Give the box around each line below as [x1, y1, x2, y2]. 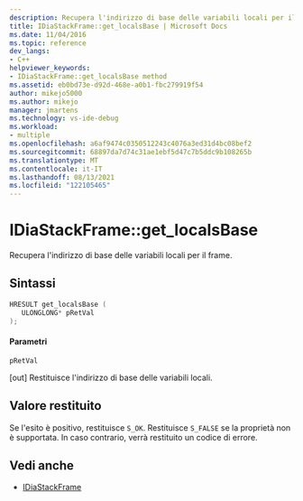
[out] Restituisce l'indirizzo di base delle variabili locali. [9, 372, 214, 383]
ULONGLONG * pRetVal [21, 308, 95, 317]
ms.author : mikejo [9, 97, 78, 107]
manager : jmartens [9, 106, 78, 115]
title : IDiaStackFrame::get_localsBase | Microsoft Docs [9, 22, 228, 31]
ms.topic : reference [9, 38, 87, 48]
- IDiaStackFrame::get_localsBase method [9, 72, 168, 81]
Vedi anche [9, 458, 75, 473]
